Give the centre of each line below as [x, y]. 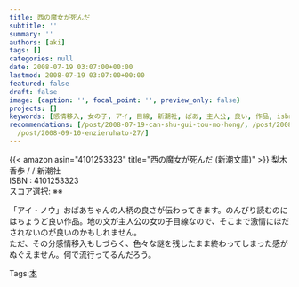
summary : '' [31, 34]
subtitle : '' [33, 26]
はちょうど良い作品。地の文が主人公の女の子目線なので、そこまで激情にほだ [149, 221]
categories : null [41, 59]
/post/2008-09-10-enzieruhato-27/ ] [83, 133]
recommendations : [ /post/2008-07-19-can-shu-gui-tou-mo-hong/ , [129, 125]
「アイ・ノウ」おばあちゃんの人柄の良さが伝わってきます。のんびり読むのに [149, 210]
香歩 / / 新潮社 [35, 171]
